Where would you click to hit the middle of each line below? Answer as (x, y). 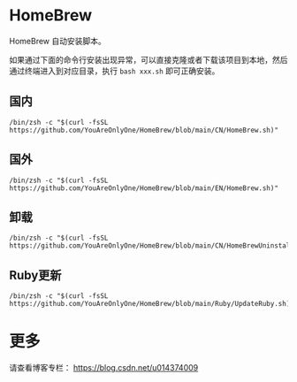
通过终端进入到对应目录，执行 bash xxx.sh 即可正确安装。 (114, 71)
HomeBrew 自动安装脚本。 (57, 41)
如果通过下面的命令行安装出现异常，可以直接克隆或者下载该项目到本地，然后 (148, 59)
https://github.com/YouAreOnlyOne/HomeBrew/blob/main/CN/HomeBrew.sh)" (144, 130)
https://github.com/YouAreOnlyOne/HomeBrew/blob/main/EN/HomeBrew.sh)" (144, 188)
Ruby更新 (35, 275)
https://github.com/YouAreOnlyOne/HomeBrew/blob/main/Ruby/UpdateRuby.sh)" (152, 304)
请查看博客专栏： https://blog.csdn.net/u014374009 (104, 368)
